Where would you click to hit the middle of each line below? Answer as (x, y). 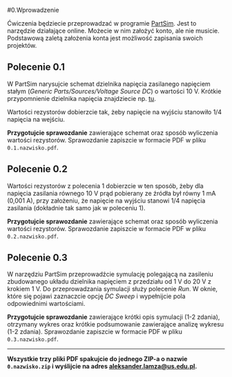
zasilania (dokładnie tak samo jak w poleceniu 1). (76, 208)
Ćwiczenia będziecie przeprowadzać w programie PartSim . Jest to (102, 23)
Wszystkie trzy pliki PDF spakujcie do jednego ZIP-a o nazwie (97, 359)
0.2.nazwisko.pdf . (33, 236)
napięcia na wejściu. (36, 119)
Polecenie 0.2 (37, 169)
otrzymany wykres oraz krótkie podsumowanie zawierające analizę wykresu (116, 324)
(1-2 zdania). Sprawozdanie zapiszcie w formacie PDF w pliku (95, 332)
